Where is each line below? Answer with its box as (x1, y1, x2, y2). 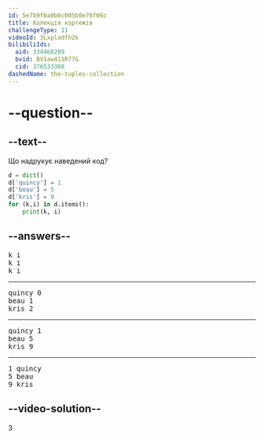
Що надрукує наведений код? (8, 156, 108, 165)
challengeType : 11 (8, 26, 68, 34)
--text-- (8, 135, 47, 149)
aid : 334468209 (15, 48, 65, 56)
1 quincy (8, 363, 42, 373)
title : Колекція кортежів (8, 19, 93, 27)
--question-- (8, 104, 93, 122)
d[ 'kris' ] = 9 (8, 194, 55, 201)
